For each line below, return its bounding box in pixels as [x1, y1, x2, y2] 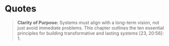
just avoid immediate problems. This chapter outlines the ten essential [17, 24, 164, 30]
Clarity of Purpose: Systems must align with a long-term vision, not [17, 19, 160, 25]
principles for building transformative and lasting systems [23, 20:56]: [17, 30, 164, 36]
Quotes [5, 3, 37, 14]
